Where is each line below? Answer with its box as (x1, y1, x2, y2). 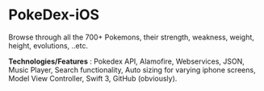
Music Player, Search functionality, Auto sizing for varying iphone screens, (8, 64, 256, 74)
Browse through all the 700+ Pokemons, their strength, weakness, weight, (8, 32, 254, 42)
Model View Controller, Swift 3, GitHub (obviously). (8, 73, 178, 83)
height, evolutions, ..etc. (8, 40, 89, 50)
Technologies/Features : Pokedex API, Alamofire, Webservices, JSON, (8, 56, 245, 66)
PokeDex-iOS (8, 6, 99, 24)
